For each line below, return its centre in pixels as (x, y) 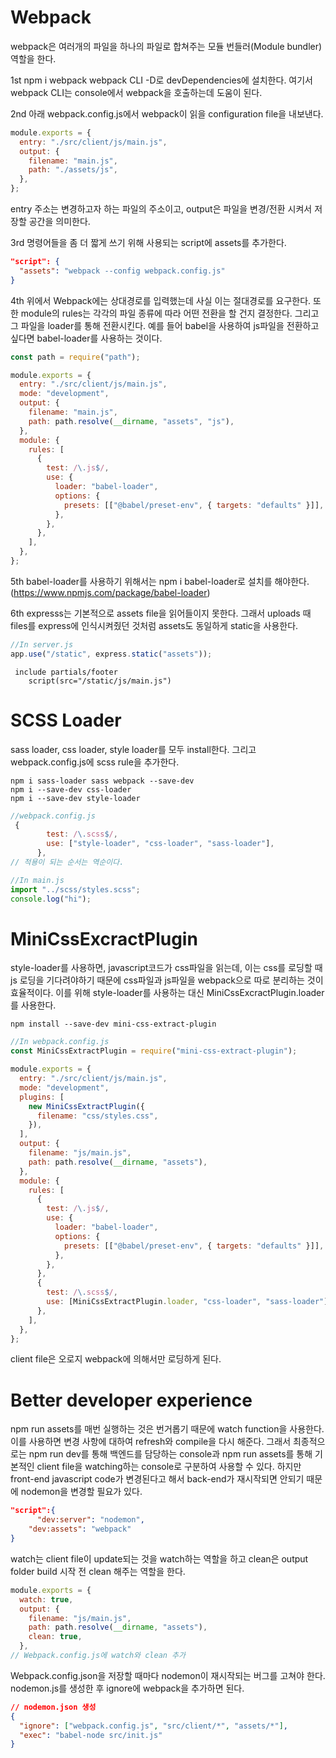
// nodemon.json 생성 (53, 1707)
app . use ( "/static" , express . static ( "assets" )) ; (111, 654)
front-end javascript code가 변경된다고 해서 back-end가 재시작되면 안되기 (157, 1479)
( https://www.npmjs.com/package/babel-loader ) (110, 592)
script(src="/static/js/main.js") (100, 681)
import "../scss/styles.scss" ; (75, 889)
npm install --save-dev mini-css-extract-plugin (113, 1024)
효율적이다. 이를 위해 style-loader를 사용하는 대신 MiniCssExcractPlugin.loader (167, 993)
